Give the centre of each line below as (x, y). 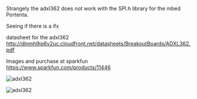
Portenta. (17, 15)
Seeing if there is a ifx (32, 26)
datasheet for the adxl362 (38, 37)
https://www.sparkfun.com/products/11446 (58, 67)
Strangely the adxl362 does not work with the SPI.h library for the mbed (93, 8)
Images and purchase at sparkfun (47, 61)
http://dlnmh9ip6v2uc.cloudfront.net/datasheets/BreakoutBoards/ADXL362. (98, 44)
